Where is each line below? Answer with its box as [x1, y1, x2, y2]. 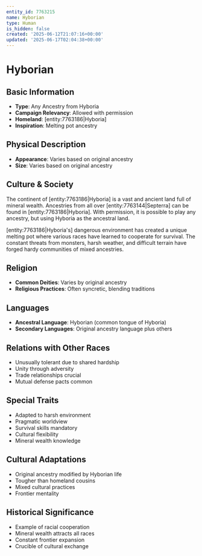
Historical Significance [6, 507, 94, 517]
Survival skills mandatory [14, 424, 78, 431]
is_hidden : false [6, 25, 50, 32]
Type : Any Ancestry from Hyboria [14, 103, 99, 110]
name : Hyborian [6, 14, 45, 21]
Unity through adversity [14, 365, 74, 373]
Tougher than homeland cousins [14, 477, 95, 484]
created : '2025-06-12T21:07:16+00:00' [6, 31, 104, 37]
